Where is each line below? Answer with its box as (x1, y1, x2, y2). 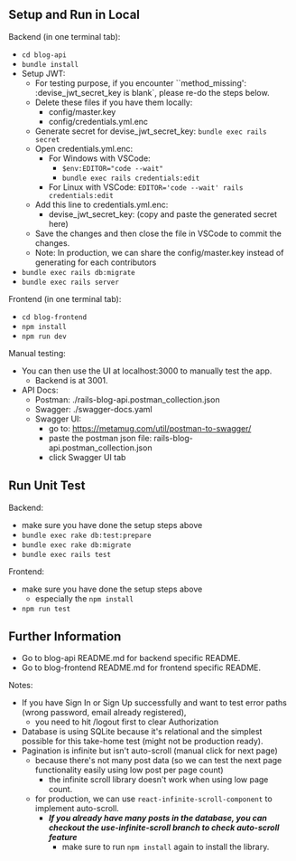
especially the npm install (34, 592, 134, 604)
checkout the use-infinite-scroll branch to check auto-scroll (48, 822, 280, 833)
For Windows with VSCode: (48, 153, 151, 164)
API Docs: (21, 384, 60, 395)
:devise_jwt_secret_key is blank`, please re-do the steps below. (34, 87, 270, 98)
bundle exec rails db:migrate (21, 268, 136, 277)
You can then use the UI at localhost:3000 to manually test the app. (21, 365, 273, 376)
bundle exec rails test (21, 550, 112, 559)
